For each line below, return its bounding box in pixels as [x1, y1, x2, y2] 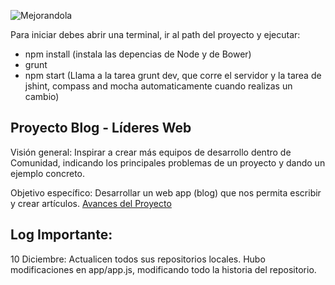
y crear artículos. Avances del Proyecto [10, 197, 172, 209]
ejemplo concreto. [10, 167, 86, 179]
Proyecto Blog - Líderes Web [10, 120, 192, 137]
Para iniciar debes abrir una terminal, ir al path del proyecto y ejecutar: [10, 29, 301, 40]
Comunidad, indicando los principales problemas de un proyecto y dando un [10, 156, 326, 169]
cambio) [24, 91, 60, 102]
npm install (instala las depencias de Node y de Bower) [24, 48, 252, 60]
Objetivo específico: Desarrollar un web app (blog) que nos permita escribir [10, 186, 322, 199]
